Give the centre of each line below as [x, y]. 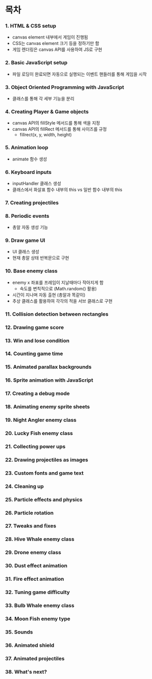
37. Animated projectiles [35, 658]
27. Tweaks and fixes [31, 526]
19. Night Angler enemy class [41, 420]
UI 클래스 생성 [26, 252]
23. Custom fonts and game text [44, 473]
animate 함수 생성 [30, 159]
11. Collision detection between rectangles [57, 314]
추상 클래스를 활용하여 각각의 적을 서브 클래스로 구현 [62, 301]
